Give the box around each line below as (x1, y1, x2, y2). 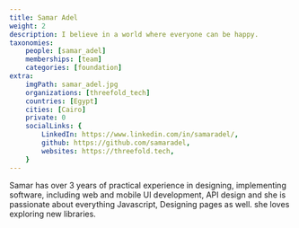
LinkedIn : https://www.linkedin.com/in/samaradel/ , (41, 130, 240, 139)
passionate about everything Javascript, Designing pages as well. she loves (9, 198, 290, 209)
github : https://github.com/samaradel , (41, 138, 191, 147)
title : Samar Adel (9, 13, 78, 22)
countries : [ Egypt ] (25, 96, 99, 106)
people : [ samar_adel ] (25, 47, 106, 56)
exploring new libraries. (9, 208, 96, 219)
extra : (9, 72, 34, 81)
